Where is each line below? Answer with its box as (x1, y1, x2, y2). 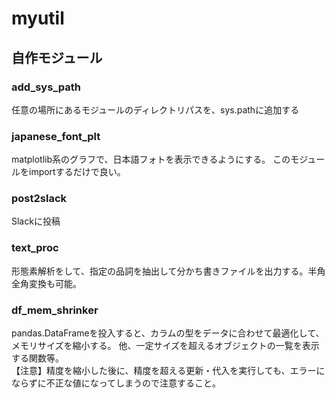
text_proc (11, 241, 59, 255)
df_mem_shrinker (11, 303, 99, 317)
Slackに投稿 (11, 215, 61, 227)
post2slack (11, 192, 68, 206)
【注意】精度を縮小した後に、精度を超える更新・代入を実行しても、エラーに (11, 365, 326, 377)
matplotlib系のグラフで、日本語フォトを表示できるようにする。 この (11, 153, 291, 166)
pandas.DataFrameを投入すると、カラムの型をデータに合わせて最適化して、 (11, 327, 325, 339)
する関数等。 (11, 352, 64, 364)
